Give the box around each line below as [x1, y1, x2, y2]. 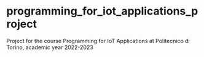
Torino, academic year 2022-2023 [6, 44, 93, 51]
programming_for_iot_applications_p [6, 4, 198, 18]
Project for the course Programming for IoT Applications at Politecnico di [6, 37, 190, 44]
